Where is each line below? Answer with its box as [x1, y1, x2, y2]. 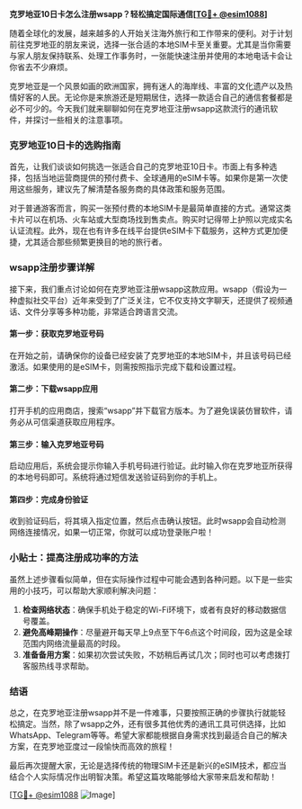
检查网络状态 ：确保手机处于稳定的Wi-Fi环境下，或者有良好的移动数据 [22, 604, 280, 615]
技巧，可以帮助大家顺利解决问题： [32, 585, 159, 596]
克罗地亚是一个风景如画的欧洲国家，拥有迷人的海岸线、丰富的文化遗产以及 [9, 81, 285, 91]
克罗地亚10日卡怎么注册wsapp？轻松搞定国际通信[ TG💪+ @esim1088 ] [9, 9, 268, 19]
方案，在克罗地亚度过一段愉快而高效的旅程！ [9, 742, 175, 751]
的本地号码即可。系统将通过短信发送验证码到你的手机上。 [9, 472, 222, 482]
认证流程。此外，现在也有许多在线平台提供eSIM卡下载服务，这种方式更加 [9, 225, 280, 237]
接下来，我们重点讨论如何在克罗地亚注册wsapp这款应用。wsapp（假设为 [9, 283, 280, 294]
